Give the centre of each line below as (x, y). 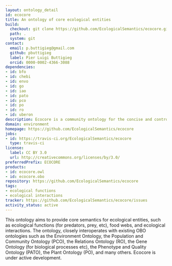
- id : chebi (18, 77)
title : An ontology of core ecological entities (58, 19)
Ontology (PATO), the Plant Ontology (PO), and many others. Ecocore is (81, 252)
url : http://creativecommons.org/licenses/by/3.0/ (65, 158)
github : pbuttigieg (31, 53)
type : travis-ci (27, 143)
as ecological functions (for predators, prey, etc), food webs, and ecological (85, 225)
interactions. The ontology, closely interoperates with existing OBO (76, 230)
